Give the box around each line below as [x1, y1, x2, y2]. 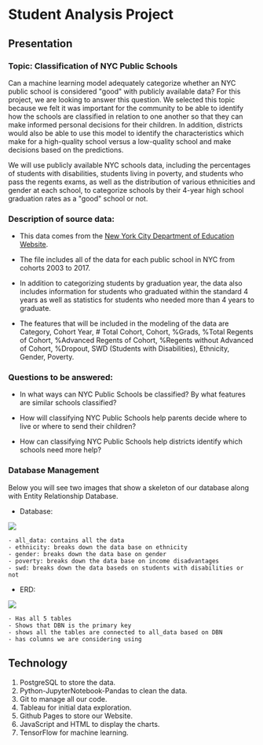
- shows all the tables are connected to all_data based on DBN [8, 628, 223, 636]
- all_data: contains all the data [8, 537, 125, 544]
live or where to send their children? [19, 422, 136, 431]
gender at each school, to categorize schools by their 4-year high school [8, 185, 244, 194]
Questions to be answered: [8, 372, 114, 383]
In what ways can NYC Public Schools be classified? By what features [19, 389, 246, 399]
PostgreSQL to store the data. [19, 677, 116, 687]
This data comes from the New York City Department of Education [19, 231, 235, 241]
